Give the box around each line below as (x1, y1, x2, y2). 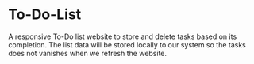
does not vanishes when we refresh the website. (8, 48, 167, 58)
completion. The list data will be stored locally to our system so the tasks (8, 40, 246, 49)
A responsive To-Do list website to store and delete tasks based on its (8, 32, 237, 41)
